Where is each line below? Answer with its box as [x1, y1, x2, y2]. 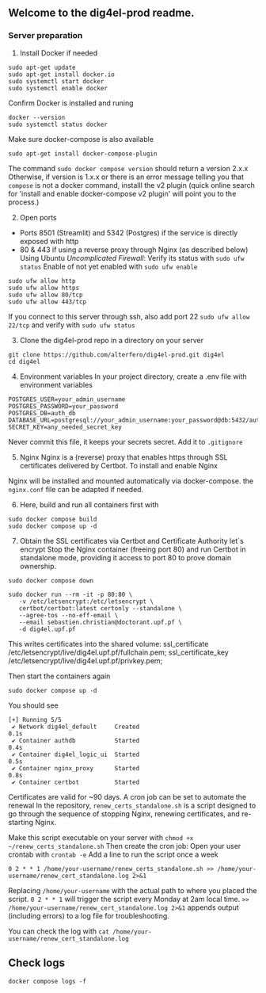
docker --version [8, 113, 66, 121]
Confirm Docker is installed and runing [8, 98, 134, 108]
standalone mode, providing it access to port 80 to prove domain [19, 552, 232, 562]
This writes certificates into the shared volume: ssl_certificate [8, 639, 209, 648]
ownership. [19, 561, 57, 571]
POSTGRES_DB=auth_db [8, 409, 77, 417]
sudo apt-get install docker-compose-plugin [8, 150, 158, 158]
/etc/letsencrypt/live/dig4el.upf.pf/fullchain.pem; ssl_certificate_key [8, 647, 230, 657]
